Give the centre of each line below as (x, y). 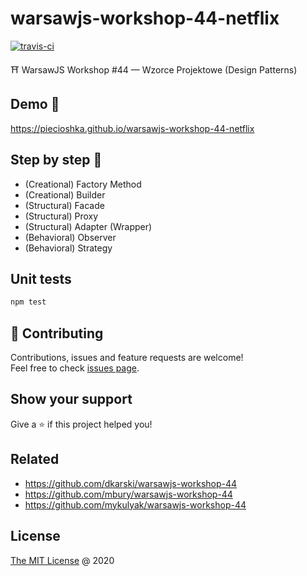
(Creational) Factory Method (83, 184)
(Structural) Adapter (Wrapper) (88, 226)
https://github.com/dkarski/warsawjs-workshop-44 (131, 483)
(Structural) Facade (64, 205)
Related (35, 459)
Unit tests (41, 278)
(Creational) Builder (65, 194)
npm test (28, 302)
